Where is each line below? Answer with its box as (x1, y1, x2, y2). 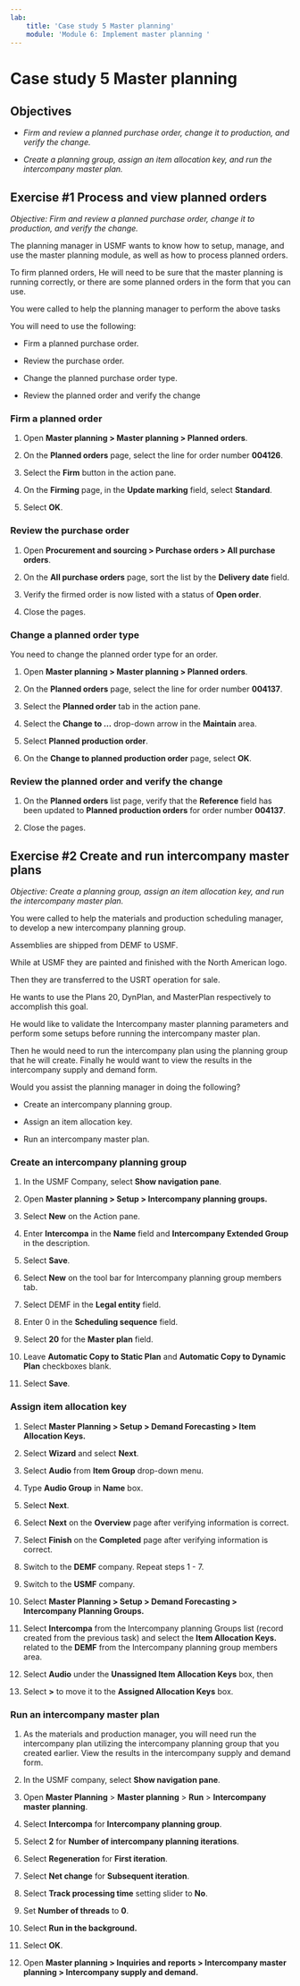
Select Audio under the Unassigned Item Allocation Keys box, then (22, 1668, 273, 1679)
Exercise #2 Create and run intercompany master (10, 848, 289, 863)
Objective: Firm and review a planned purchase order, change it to (10, 214, 255, 225)
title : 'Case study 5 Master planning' (26, 21, 175, 30)
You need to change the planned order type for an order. (10, 649, 218, 660)
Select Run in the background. (22, 1922, 137, 1933)
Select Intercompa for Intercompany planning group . (22, 1819, 222, 1829)
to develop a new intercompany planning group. (10, 922, 187, 933)
